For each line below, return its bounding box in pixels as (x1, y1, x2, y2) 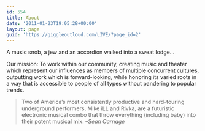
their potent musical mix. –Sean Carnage (21, 118, 125, 125)
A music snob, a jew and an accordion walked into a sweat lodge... (6, 48, 175, 56)
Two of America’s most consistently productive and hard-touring (21, 99, 185, 106)
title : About (6, 15, 40, 21)
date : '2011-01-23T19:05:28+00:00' (6, 20, 98, 26)
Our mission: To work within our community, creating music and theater (6, 61, 187, 68)
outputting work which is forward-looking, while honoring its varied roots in (6, 73, 197, 81)
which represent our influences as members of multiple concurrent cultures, (6, 67, 199, 74)
